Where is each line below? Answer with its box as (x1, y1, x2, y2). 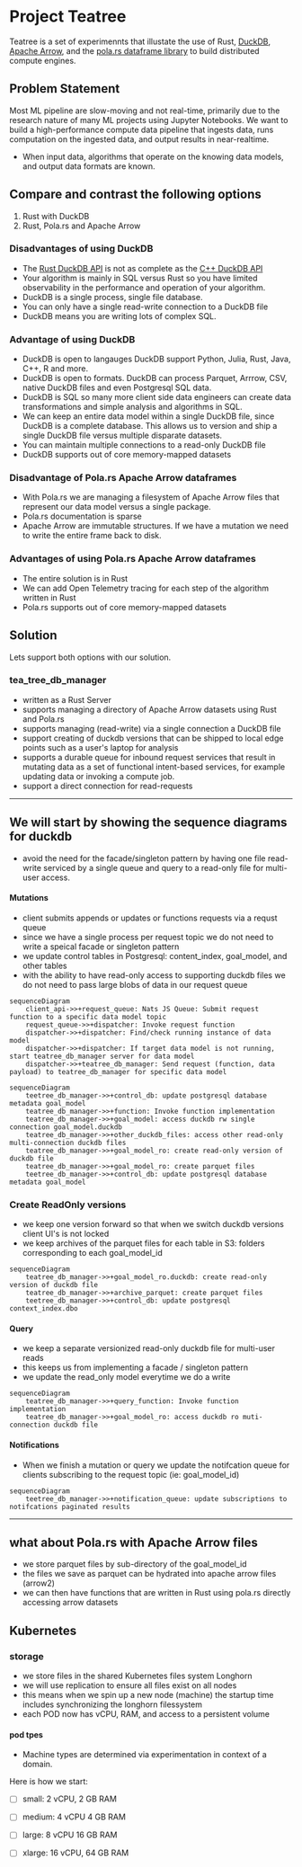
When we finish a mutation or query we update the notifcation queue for (22, 1459, 290, 1471)
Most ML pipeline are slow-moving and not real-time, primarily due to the (9, 105, 280, 116)
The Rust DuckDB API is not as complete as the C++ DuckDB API (22, 262, 263, 273)
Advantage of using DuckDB (9, 333, 136, 345)
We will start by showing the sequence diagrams (9, 815, 288, 831)
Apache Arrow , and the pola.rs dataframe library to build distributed (9, 45, 260, 56)
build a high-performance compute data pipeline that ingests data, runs (9, 124, 274, 135)
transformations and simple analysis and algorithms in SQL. (22, 402, 243, 413)
